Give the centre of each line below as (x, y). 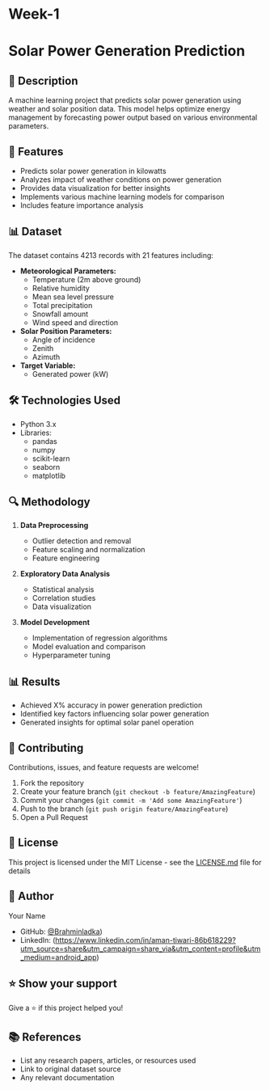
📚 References (45, 1037)
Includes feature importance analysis (82, 205)
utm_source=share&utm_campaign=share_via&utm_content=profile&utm (140, 948)
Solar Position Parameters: (66, 331)
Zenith (43, 348)
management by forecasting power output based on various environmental (133, 117)
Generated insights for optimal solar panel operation (107, 722)
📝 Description (43, 80)
